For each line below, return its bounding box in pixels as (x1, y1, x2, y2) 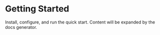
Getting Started (5, 3, 70, 14)
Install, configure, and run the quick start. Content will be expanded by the (5, 19, 156, 25)
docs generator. (5, 24, 37, 30)
